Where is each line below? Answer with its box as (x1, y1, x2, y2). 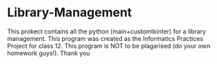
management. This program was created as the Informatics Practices (7, 34, 204, 42)
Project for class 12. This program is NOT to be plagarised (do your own (7, 42, 211, 50)
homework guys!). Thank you (7, 49, 91, 57)
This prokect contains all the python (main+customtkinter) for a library (7, 27, 207, 35)
